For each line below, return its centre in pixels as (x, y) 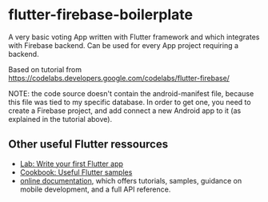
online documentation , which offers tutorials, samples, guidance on (131, 180)
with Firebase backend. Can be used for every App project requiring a (123, 45)
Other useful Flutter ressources (88, 145)
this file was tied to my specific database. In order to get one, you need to (130, 102)
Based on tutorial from (45, 69)
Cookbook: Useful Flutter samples (76, 172)
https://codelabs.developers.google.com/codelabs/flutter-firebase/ (119, 78)
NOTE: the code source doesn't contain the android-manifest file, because (131, 93)
